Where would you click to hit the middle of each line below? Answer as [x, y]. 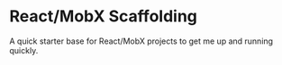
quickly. [24, 50]
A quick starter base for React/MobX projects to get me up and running [141, 41]
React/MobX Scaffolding [104, 16]
